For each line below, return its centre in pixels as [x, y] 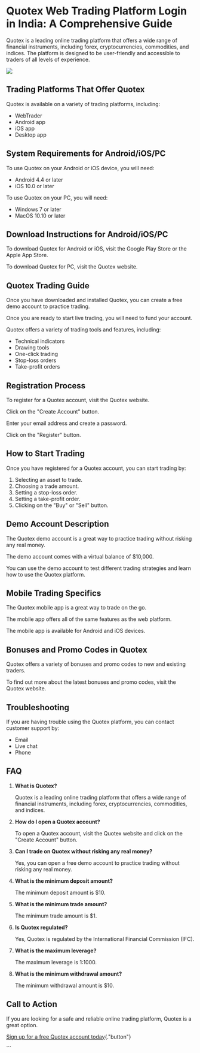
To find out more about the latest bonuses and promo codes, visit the [91, 682]
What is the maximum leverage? [56, 951]
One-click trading [36, 354]
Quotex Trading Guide [48, 286]
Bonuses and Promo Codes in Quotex [77, 649]
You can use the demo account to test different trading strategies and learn [99, 568]
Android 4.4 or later [39, 179]
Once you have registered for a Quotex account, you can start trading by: [96, 468]
